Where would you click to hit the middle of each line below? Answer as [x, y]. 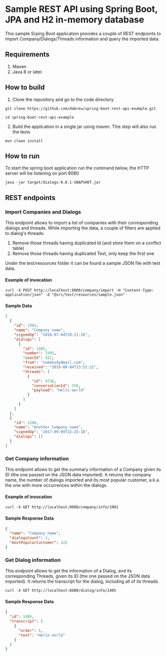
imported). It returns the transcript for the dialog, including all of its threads [82, 581]
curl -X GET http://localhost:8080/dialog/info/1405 [61, 591]
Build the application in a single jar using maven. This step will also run [84, 126]
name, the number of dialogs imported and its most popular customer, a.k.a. [83, 480]
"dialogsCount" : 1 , [30, 538]
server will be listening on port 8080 [42, 173]
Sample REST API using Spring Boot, [81, 9]
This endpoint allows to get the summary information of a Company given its [83, 469]
